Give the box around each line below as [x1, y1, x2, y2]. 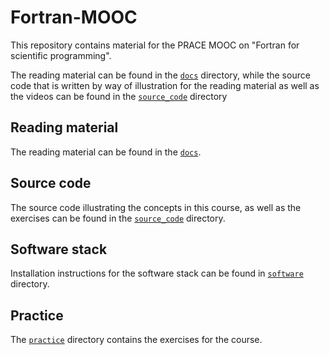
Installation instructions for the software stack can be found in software [10, 267, 304, 280]
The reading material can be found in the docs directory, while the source [10, 69, 311, 81]
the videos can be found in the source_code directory [10, 90, 228, 102]
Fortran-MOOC [10, 6, 138, 29]
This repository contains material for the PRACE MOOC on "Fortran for [10, 39, 300, 51]
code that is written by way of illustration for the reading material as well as [10, 79, 320, 91]
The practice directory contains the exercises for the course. [10, 334, 263, 346]
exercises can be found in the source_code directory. [10, 212, 226, 224]
